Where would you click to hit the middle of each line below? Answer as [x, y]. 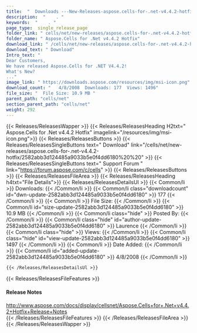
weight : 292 [21, 110]
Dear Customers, [26, 60]
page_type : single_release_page [47, 28]
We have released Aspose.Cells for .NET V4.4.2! [67, 66]
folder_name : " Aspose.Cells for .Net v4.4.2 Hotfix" [73, 39]
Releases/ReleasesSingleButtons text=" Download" [68, 145]
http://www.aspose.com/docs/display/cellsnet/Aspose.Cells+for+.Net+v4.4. [98, 305]
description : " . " [35, 17]
